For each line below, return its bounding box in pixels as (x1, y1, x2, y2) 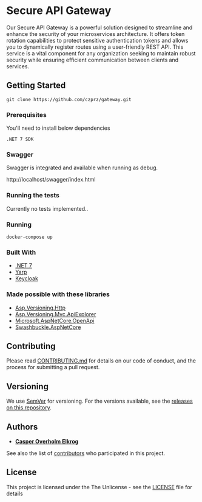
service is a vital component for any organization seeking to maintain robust (6, 49, 196, 57)
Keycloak (15, 275, 38, 282)
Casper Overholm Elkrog (15, 437, 79, 445)
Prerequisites (6, 110, 47, 119)
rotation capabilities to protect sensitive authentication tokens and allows (6, 37, 189, 44)
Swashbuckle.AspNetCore (15, 323, 81, 331)
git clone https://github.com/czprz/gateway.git (6, 96, 132, 102)
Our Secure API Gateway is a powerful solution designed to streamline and (6, 24, 193, 31)
